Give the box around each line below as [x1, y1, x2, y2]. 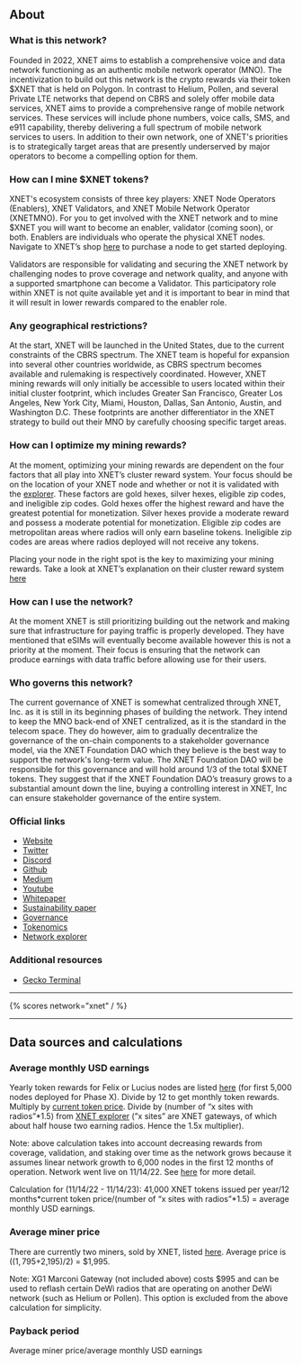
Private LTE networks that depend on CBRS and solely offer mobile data [9, 93, 276, 104]
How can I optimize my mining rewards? [9, 439, 187, 451]
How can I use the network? [9, 595, 133, 607]
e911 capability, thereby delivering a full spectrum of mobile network [9, 122, 262, 132]
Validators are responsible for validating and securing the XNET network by [9, 259, 289, 269]
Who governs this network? [9, 676, 133, 688]
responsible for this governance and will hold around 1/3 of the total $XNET [9, 764, 289, 775]
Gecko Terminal [22, 974, 81, 985]
